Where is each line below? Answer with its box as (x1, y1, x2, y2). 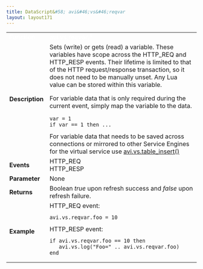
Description (9, 95, 44, 103)
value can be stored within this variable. (49, 80, 162, 89)
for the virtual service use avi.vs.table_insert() (49, 147, 180, 156)
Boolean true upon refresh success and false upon (49, 184, 193, 192)
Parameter (9, 174, 40, 183)
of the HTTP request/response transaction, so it (49, 65, 185, 74)
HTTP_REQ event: (49, 201, 100, 210)
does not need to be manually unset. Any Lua (49, 73, 178, 81)
